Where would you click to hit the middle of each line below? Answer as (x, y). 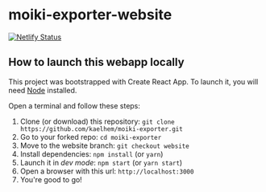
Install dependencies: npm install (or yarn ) (91, 153)
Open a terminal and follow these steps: (75, 105)
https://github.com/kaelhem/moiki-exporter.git (101, 129)
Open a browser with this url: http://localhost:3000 (107, 171)
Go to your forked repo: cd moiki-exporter (91, 137)
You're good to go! (51, 179)
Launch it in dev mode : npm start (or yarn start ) (101, 162)
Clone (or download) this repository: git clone (97, 121)
